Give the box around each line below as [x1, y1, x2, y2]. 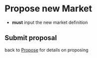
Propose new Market [4, 3, 93, 14]
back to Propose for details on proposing [4, 47, 89, 53]
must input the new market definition [11, 19, 88, 25]
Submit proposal [4, 34, 57, 42]
